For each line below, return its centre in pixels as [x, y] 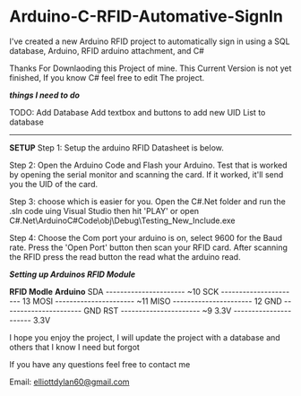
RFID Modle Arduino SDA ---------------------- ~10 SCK [114, 291]
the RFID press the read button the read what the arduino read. [125, 256]
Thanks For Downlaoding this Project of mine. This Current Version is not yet [150, 68]
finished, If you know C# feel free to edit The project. [107, 77]
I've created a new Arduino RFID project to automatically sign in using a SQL [150, 41]
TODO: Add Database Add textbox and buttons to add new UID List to [138, 112]
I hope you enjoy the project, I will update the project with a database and [145, 337]
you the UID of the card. [54, 184]
